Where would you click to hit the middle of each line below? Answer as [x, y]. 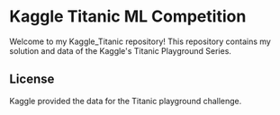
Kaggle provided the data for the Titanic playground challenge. [126, 101]
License [32, 80]
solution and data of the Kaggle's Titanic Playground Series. [121, 50]
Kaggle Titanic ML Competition [128, 17]
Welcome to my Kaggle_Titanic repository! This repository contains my [140, 41]
